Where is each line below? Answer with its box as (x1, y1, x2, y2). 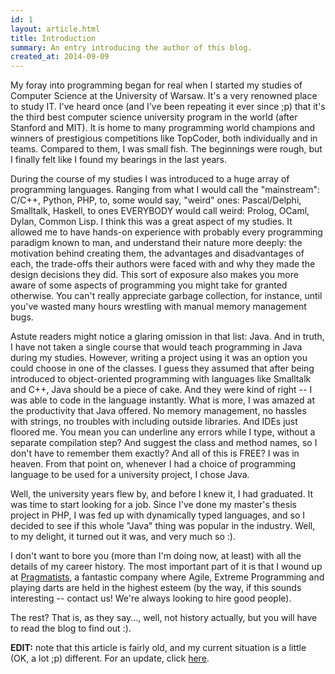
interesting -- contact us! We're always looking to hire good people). (10, 592, 292, 605)
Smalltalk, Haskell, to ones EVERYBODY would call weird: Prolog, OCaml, (10, 205, 310, 217)
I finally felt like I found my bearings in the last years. (10, 154, 228, 166)
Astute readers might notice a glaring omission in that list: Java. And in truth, (10, 331, 325, 343)
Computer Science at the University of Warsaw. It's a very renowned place (10, 90, 318, 102)
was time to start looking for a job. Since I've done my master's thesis (10, 499, 297, 511)
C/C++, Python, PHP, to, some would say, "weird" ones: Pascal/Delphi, (10, 194, 302, 206)
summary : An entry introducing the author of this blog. (10, 42, 253, 53)
